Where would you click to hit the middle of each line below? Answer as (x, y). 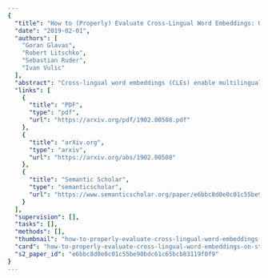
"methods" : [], (40, 232)
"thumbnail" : (36, 240)
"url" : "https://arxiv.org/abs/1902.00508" (102, 157)
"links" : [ (33, 90)
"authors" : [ (36, 38)
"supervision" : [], (47, 217)
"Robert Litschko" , (54, 53)
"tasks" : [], (36, 224)
